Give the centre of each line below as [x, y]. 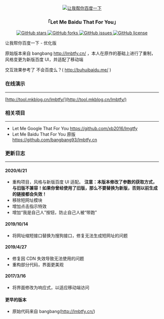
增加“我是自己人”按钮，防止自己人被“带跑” [54, 213]
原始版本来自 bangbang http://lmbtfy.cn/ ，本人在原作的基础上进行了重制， [81, 53]
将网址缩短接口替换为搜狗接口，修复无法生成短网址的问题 [70, 235]
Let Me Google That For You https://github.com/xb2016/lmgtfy [75, 128]
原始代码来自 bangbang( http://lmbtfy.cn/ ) [54, 311]
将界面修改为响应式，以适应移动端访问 [51, 287]
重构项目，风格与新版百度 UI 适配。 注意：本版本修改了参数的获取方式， [84, 182]
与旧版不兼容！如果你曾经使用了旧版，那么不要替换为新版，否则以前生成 [85, 188]
